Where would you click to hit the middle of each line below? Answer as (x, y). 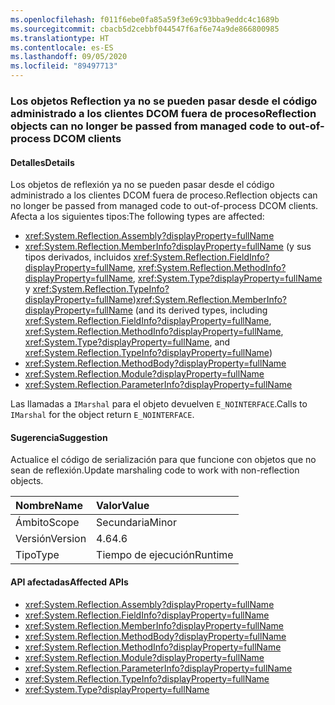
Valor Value (123, 506)
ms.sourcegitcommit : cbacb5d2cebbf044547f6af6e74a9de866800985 (145, 29)
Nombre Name (49, 506)
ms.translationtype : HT (60, 38)
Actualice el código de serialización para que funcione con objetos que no (163, 460)
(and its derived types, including (201, 310)
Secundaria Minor (136, 523)
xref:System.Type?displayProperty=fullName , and (127, 342)
